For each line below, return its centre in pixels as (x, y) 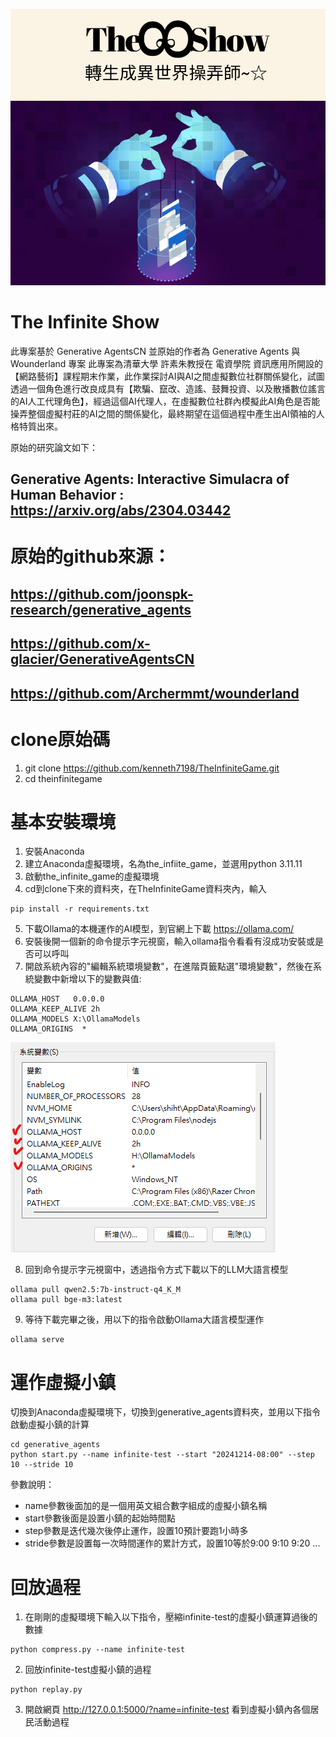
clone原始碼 (60, 739)
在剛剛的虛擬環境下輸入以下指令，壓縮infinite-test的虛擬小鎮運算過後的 (171, 1617)
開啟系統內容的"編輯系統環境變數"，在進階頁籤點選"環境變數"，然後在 (168, 966)
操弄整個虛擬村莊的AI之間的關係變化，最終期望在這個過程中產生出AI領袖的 (163, 413)
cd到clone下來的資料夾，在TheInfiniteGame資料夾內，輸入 (145, 889)
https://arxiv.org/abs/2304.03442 (121, 510)
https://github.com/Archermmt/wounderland (155, 693)
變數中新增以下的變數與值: (87, 979)
